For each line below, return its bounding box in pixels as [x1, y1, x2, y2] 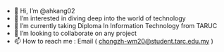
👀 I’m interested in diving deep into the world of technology [13, 14, 186, 22]
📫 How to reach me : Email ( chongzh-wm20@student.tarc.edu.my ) [13, 37, 213, 45]
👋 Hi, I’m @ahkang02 [13, 7, 75, 15]
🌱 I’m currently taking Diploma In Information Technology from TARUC [13, 22, 218, 30]
